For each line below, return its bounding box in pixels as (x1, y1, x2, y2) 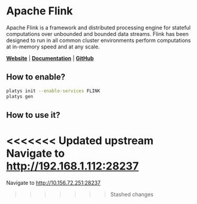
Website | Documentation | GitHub (6, 54, 94, 62)
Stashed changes (110, 190, 154, 198)
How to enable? (6, 72, 66, 82)
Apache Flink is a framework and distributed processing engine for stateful (6, 24, 191, 31)
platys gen (6, 93, 34, 99)
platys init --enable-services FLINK (6, 88, 101, 94)
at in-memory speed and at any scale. (6, 43, 100, 50)
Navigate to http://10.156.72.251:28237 (6, 179, 101, 186)
